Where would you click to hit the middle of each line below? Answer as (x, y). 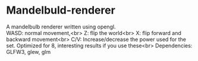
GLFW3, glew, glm (29, 52)
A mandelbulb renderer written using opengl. (61, 27)
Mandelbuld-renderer (61, 10)
